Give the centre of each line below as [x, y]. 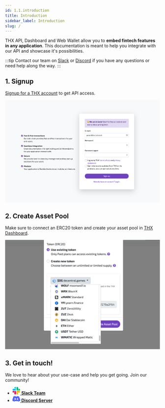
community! [17, 380]
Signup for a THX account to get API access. [50, 93]
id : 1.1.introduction [27, 10]
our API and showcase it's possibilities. [45, 51]
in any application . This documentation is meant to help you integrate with [81, 46]
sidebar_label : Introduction [35, 21]
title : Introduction [26, 16]
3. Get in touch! [29, 363]
